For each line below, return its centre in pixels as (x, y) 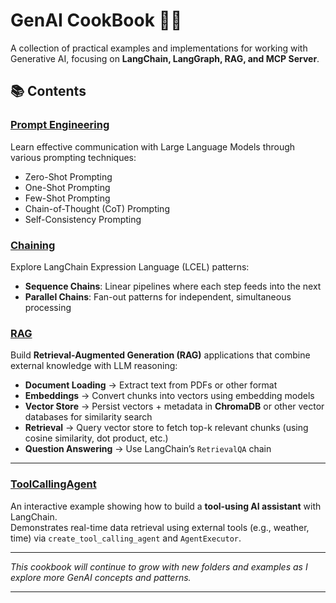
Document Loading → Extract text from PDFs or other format (151, 385)
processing (48, 307)
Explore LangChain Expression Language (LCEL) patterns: (130, 266)
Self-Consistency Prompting (83, 219)
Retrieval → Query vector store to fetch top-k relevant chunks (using (166, 428)
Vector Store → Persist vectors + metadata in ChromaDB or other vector (174, 406)
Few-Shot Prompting (67, 198)
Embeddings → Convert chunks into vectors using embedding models (169, 396)
